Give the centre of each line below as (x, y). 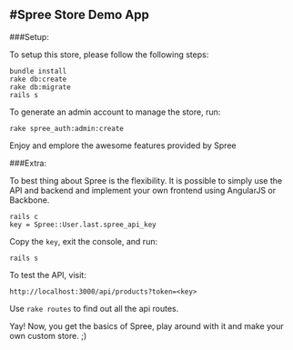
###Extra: (28, 163)
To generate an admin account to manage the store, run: (115, 112)
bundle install (38, 71)
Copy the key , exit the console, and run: (83, 241)
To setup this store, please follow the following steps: (109, 55)
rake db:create (38, 79)
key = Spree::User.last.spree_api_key (83, 225)
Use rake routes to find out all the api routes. (94, 308)
